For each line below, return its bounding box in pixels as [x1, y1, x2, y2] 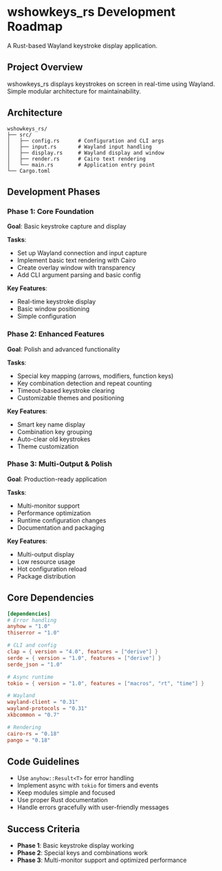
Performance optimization [16, 508, 91, 517]
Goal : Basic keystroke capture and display [7, 222, 126, 230]
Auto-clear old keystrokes [16, 435, 91, 443]
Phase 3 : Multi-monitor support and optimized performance [16, 856, 187, 864]
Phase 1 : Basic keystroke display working [16, 841, 134, 850]
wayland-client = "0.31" [7, 699, 78, 706]
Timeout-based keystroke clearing [16, 386, 115, 394]
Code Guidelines [7, 755, 80, 767]
